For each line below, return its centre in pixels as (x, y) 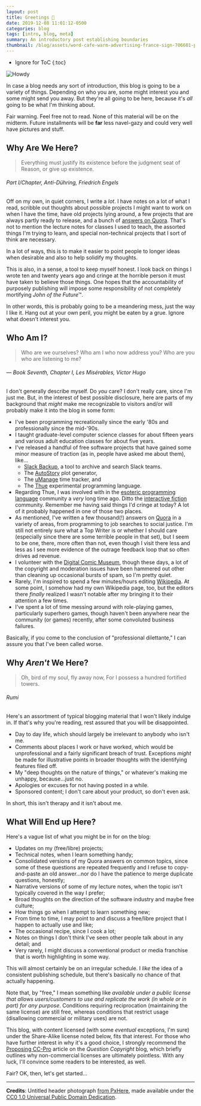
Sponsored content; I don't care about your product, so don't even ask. (102, 791)
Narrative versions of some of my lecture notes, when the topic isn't (99, 886)
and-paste (28, 874)
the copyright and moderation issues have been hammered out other (100, 569)
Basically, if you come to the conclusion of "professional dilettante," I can (96, 638)
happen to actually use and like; (54, 925)
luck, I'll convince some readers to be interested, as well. (76, 1062)
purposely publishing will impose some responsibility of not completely (94, 288)
